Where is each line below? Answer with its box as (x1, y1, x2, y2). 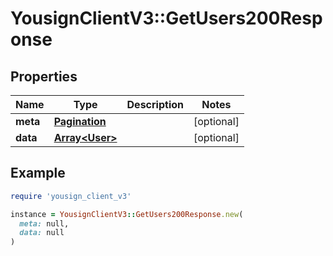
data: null (19, 228, 65, 238)
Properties (10, 68, 78, 85)
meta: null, (19, 218, 70, 229)
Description (126, 98, 184, 111)
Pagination (53, 115, 107, 128)
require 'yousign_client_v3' (10, 191, 132, 201)
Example (10, 165, 66, 182)
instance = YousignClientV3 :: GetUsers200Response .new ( (10, 209, 244, 219)
